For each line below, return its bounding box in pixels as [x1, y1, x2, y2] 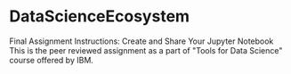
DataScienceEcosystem [9, 6, 190, 27]
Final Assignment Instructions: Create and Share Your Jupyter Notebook [9, 36, 274, 46]
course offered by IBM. [9, 54, 93, 65]
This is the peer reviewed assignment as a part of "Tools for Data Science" [9, 45, 283, 55]
